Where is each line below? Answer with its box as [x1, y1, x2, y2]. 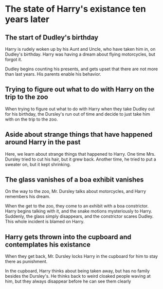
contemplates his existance [5, 240, 91, 248]
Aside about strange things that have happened [5, 130, 153, 139]
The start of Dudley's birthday [5, 33, 99, 41]
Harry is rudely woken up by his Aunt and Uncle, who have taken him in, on [5, 46, 156, 52]
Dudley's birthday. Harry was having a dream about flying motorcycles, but [5, 51, 156, 57]
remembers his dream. [5, 194, 51, 200]
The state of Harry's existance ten [5, 3, 146, 15]
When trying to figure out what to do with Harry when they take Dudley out [5, 106, 155, 112]
